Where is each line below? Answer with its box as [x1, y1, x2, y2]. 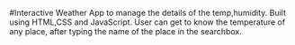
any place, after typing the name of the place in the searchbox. [9, 26, 243, 36]
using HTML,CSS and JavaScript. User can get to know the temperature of [9, 17, 286, 27]
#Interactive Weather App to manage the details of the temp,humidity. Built [9, 8, 286, 18]
